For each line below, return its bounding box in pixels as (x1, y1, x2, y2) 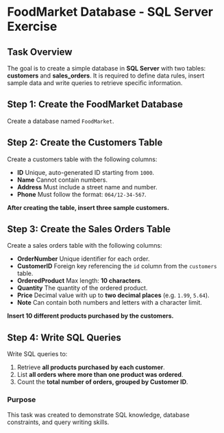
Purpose (7, 395, 36, 405)
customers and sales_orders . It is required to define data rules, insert (7, 71, 205, 80)
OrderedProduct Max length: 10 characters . (16, 277, 142, 285)
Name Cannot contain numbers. (16, 176, 108, 184)
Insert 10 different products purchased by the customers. (7, 312, 174, 320)
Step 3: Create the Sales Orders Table (7, 224, 171, 235)
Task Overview (7, 46, 73, 58)
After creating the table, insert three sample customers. (7, 203, 170, 211)
